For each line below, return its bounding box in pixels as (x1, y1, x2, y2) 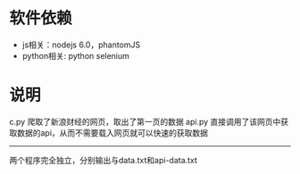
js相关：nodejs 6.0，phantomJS (21, 39, 141, 50)
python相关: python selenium (21, 50, 129, 61)
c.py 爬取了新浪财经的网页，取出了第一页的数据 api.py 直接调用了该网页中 (9, 116, 281, 127)
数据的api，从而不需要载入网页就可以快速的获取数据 (16, 127, 208, 138)
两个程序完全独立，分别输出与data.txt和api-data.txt (9, 154, 198, 165)
